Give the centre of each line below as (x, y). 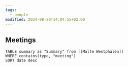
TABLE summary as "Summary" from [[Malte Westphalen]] (65, 52)
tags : (11, 10)
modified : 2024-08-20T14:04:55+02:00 (45, 19)
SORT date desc (21, 61)
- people (19, 15)
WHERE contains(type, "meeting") (41, 56)
